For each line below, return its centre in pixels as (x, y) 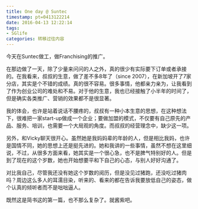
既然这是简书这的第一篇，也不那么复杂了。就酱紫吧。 (71, 200)
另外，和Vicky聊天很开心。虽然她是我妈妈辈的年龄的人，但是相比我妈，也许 (98, 138)
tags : (13, 28)
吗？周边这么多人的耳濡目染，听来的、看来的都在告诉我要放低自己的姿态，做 (99, 180)
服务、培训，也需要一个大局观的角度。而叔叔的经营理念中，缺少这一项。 (104, 125)
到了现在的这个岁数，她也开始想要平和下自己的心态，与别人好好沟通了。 (94, 160)
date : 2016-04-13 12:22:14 (39, 22)
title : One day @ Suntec (37, 11)
